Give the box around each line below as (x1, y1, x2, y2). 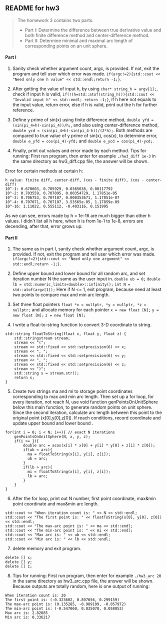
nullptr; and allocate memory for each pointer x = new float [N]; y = (12, 307, 159, 313)
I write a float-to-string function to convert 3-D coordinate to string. (12, 322, 151, 328)
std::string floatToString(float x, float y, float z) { (5, 331, 126, 336)
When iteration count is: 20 (5, 593, 66, 598)
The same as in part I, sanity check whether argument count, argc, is (12, 246, 154, 252)
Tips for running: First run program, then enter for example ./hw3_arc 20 (12, 572, 161, 579)
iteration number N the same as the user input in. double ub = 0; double (12, 276, 161, 282)
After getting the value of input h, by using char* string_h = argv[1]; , (12, 86, 158, 92)
